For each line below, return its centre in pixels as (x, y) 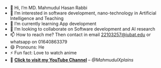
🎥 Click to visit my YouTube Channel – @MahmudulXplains (72, 60)
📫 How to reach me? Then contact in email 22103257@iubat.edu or (80, 34)
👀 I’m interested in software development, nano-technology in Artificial (83, 13)
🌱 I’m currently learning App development (53, 23)
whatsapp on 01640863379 (38, 42)
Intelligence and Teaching (37, 18)
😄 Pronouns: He (27, 47)
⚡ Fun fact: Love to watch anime (43, 53)
